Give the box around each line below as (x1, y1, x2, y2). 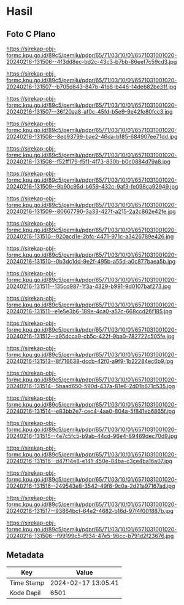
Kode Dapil (9, 588, 41, 597)
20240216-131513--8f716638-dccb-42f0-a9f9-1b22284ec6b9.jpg (6, 357, 174, 365)
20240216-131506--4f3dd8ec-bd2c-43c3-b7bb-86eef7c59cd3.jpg (6, 58, 177, 65)
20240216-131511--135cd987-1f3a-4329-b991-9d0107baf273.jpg (6, 283, 171, 290)
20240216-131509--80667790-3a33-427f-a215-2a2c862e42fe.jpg (6, 208, 176, 215)
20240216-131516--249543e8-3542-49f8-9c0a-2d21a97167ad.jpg (6, 482, 175, 490)
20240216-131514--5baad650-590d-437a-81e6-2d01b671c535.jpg (6, 383, 175, 389)
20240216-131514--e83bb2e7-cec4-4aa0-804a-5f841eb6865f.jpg (6, 407, 175, 415)
